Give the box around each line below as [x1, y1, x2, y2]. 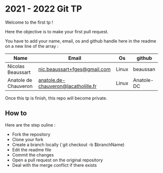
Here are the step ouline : [5, 122, 56, 128]
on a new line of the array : [5, 43, 59, 49]
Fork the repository [12, 131, 51, 137]
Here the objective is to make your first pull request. [5, 29, 109, 34]
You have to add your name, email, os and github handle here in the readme [5, 38, 157, 44]
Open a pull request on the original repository [12, 157, 103, 163]
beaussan [133, 66, 156, 72]
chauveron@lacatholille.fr [38, 83, 97, 89]
